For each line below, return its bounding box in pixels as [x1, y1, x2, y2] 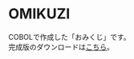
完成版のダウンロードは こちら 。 [8, 41, 114, 52]
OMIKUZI [8, 5, 71, 23]
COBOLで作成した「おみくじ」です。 [8, 32, 131, 41]
